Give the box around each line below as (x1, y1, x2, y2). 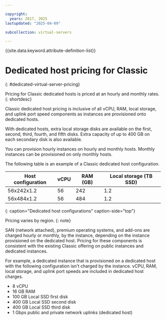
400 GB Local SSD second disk (12, 299, 77, 305)
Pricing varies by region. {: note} (5, 217, 71, 223)
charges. (5, 273, 23, 280)
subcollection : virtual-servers (5, 30, 72, 35)
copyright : (5, 11, 28, 16)
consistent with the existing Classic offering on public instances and (5, 243, 144, 249)
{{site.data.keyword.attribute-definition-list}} (5, 48, 96, 53)
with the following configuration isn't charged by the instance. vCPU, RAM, (5, 263, 157, 269)
